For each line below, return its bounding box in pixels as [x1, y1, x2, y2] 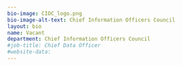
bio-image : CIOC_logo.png [7, 10, 82, 17]
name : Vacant [7, 29, 45, 36]
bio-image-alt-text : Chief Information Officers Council [7, 16, 176, 23]
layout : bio [7, 23, 42, 30]
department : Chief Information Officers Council [7, 36, 151, 43]
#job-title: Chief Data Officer [7, 42, 101, 49]
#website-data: [7, 49, 51, 56]
